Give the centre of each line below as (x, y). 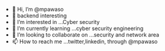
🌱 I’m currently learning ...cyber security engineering (78, 28)
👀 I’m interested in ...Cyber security (56, 22)
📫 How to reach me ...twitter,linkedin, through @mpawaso (85, 41)
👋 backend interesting (39, 16)
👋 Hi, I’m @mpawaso (38, 9)
